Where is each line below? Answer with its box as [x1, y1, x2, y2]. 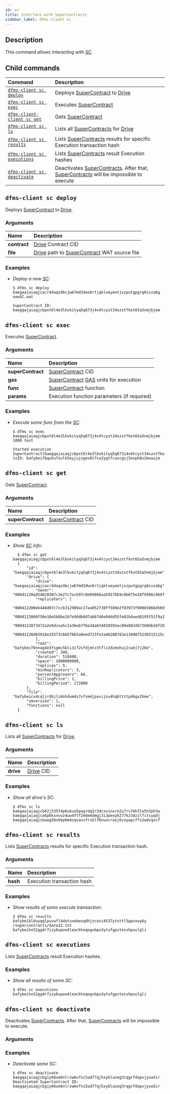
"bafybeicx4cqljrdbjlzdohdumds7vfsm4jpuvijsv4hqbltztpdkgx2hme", [12, 694, 153, 699]
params [8, 393, 27, 400]
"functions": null [26, 703, 65, 708]
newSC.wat [12, 294, 34, 299]
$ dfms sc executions [12, 987, 58, 993]
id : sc [5, 7, 19, 13]
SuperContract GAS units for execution [49, 376, 141, 383]
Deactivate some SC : [12, 1061, 57, 1067]
